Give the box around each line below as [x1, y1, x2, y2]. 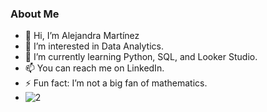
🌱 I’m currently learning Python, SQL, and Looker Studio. [24, 51, 258, 63]
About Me [10, 7, 60, 21]
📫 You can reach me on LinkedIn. [24, 62, 165, 74]
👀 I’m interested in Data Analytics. [24, 40, 164, 52]
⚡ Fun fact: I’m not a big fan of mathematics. [24, 77, 208, 89]
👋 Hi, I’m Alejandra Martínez [24, 30, 140, 42]
